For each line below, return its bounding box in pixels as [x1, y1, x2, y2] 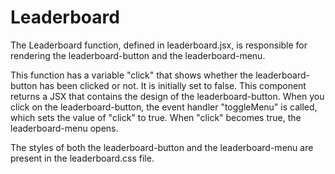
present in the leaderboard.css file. [10, 152, 155, 164]
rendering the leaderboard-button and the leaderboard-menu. [10, 49, 266, 61]
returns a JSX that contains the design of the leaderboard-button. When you [10, 90, 325, 102]
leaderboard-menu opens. [10, 122, 119, 134]
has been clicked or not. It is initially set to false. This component [39, 79, 307, 91]
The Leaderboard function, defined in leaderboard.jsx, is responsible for [10, 39, 308, 51]
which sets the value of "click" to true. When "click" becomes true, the [10, 111, 302, 123]
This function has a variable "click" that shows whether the [10, 69, 254, 81]
